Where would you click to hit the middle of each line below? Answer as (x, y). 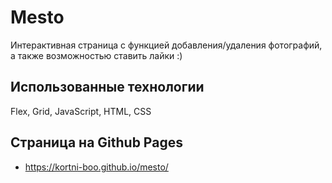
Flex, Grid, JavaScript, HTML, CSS (81, 111)
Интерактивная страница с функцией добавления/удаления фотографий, (166, 45)
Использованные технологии (107, 87)
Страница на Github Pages (96, 142)
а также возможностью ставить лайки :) (96, 55)
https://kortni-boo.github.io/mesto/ (96, 167)
